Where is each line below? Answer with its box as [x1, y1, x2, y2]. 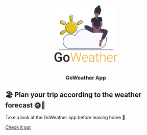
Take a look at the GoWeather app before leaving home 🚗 [5, 115, 126, 121]
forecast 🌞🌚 [5, 101, 46, 110]
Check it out [5, 124, 31, 130]
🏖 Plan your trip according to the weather [5, 90, 142, 99]
